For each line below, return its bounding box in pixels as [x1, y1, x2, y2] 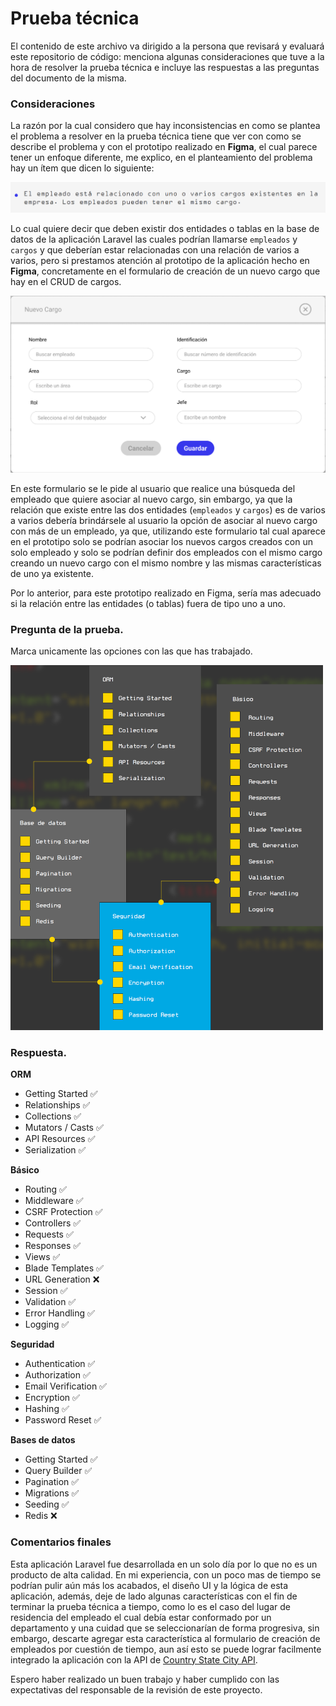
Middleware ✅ [24, 1195, 84, 1207]
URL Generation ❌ [24, 1273, 100, 1286]
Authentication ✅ [24, 1358, 96, 1370]
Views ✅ [24, 1251, 61, 1263]
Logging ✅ [24, 1318, 70, 1331]
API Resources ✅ [24, 1133, 96, 1145]
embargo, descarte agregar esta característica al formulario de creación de [10, 1632, 321, 1644]
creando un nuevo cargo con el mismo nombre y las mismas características [10, 557, 322, 569]
